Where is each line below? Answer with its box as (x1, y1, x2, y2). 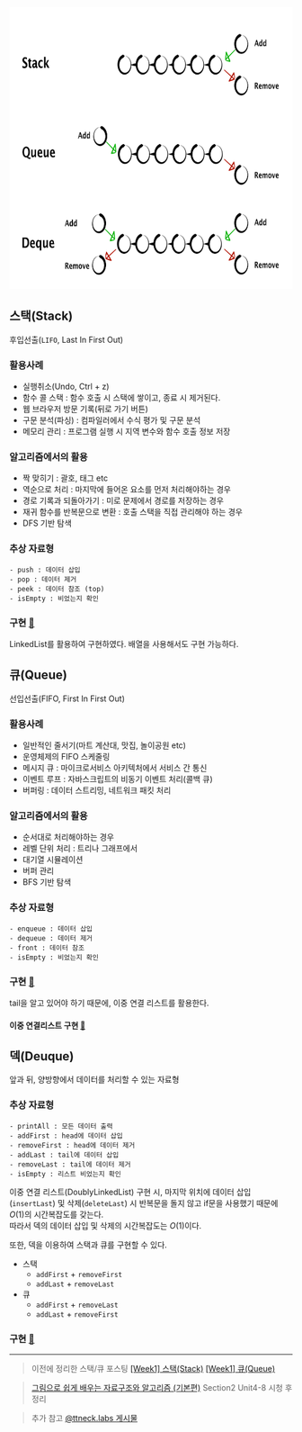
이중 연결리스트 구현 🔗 (9, 1020, 86, 1031)
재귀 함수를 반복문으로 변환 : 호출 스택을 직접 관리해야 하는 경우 (22, 507, 243, 518)
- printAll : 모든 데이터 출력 (9, 1121, 113, 1130)
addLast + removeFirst (35, 1308, 119, 1319)
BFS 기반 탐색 (22, 877, 72, 887)
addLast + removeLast (35, 1278, 115, 1289)
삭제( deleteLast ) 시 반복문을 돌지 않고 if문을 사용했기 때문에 (67, 1197, 279, 1208)
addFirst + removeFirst (35, 1268, 123, 1279)
